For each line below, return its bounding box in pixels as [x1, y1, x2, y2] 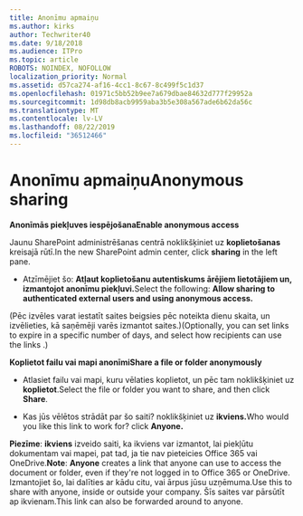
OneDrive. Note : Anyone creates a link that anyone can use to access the [9, 457, 282, 468]
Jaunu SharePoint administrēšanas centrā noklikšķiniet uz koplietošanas [9, 236, 281, 247]
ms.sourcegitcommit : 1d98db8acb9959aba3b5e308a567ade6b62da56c [9, 97, 253, 107]
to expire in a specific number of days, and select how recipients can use [9, 330, 282, 340]
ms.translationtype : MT [9, 106, 99, 115]
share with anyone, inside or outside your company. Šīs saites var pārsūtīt [9, 486, 285, 497]
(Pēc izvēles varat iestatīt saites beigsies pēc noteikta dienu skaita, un [9, 310, 270, 321]
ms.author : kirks [9, 22, 75, 31]
